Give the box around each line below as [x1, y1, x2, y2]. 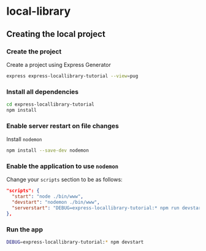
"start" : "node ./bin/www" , [12, 193, 84, 200]
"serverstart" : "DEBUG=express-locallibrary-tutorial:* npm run [12, 204, 180, 211]
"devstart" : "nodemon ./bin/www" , [12, 199, 100, 206]
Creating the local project [6, 29, 105, 39]
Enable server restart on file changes [6, 122, 120, 130]
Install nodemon [6, 136, 42, 143]
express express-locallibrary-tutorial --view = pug [6, 72, 139, 79]
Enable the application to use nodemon [6, 161, 118, 170]
